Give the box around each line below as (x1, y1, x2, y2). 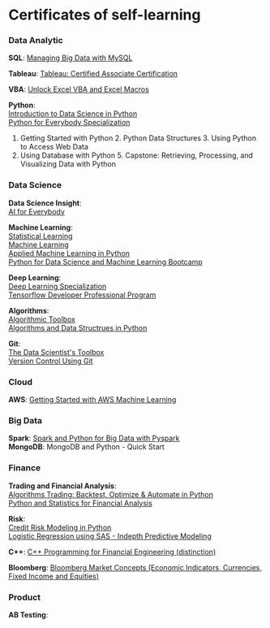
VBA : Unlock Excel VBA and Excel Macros (8, 84, 150, 94)
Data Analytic (8, 35, 63, 46)
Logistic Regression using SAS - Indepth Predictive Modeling (8, 531, 212, 541)
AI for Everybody (8, 206, 65, 216)
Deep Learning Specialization (8, 281, 107, 291)
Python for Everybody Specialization (8, 118, 131, 128)
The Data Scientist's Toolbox (8, 347, 105, 357)
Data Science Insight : (8, 197, 83, 208)
